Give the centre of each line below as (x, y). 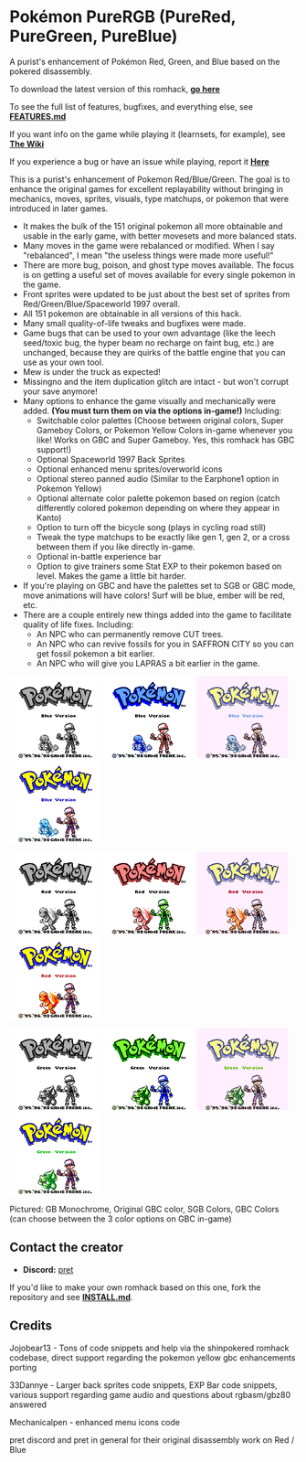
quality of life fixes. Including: (78, 624)
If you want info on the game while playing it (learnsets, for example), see (148, 133)
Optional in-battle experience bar (99, 556)
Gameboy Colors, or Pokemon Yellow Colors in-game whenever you (164, 430)
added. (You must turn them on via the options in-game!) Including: (152, 411)
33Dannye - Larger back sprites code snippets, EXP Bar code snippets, (143, 1385)
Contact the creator (67, 1248)
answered (28, 1404)
